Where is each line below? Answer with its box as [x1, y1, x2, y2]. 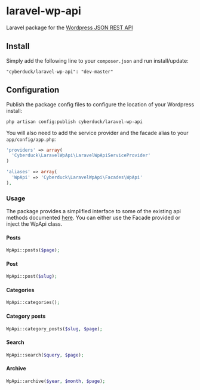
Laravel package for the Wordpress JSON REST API [6, 24, 133, 31]
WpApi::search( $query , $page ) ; [6, 352, 84, 358]
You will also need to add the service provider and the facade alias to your [6, 129, 189, 136]
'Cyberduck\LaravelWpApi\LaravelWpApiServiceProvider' [11, 152, 151, 159]
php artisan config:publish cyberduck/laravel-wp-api [6, 118, 143, 125]
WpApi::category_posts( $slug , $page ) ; [6, 325, 103, 332]
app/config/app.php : [6, 136, 56, 143]
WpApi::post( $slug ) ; [6, 274, 58, 280]
